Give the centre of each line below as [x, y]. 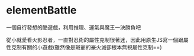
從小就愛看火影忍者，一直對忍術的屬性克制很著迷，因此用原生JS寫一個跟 [95, 39]
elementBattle [41, 10]
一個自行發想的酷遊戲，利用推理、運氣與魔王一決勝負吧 [73, 27]
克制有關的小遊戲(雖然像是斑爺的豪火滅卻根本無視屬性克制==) [86, 47]
